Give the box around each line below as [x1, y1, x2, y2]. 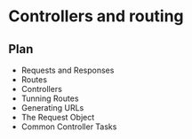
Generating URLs [20, 103, 84, 112]
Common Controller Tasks [20, 121, 117, 132]
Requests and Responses [20, 65, 115, 75]
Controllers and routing [8, 6, 184, 27]
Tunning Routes [20, 93, 79, 104]
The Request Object [20, 112, 95, 122]
